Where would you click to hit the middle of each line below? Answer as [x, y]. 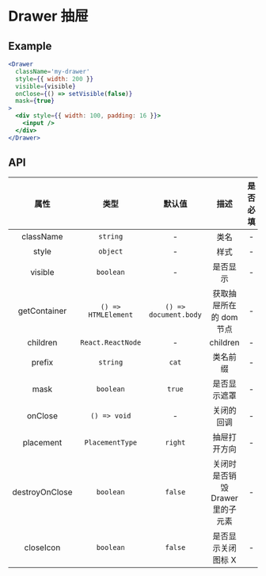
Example [30, 46]
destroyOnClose [42, 492]
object [111, 252]
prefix [42, 363]
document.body [175, 315]
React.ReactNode [111, 343]
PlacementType [111, 443]
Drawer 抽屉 [48, 16]
